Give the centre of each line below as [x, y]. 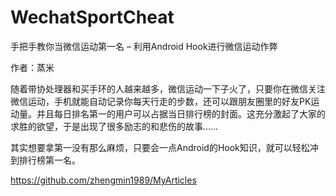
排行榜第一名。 [49, 160]
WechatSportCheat [92, 17]
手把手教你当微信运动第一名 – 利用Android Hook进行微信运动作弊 [144, 46]
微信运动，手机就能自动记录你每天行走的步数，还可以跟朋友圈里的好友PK [161, 101]
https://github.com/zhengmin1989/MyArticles [103, 180]
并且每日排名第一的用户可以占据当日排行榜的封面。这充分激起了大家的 [181, 113]
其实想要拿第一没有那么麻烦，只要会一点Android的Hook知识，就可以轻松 [160, 147]
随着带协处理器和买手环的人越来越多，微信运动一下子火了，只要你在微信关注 [168, 88]
